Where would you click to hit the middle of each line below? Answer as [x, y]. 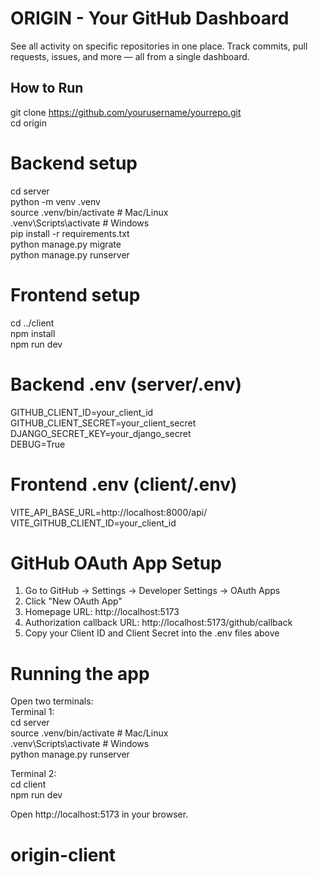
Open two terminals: [52, 701]
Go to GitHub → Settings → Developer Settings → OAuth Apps [152, 591]
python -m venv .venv [55, 201]
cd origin [28, 123]
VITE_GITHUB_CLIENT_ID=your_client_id [93, 523]
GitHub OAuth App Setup [116, 563]
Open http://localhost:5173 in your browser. [99, 814]
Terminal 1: [32, 712]
